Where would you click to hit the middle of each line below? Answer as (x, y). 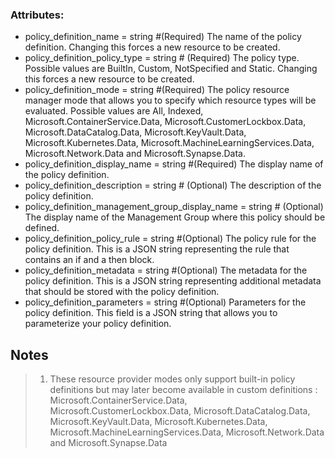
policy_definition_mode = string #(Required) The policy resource (157, 90)
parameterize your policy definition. (98, 324)
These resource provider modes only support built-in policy (172, 379)
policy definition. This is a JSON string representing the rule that (157, 249)
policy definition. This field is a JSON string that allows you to (151, 313)
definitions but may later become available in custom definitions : (183, 390)
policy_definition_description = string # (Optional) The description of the (173, 185)
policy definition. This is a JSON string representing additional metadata (173, 281)
